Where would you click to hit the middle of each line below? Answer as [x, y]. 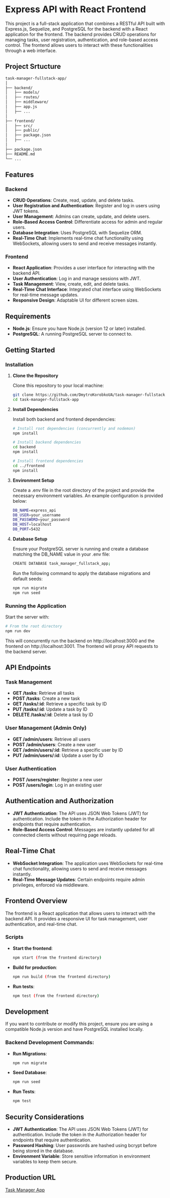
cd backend [24, 447]
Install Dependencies [35, 409]
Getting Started [30, 350]
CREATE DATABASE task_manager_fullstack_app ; [61, 564]
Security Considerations [45, 1117]
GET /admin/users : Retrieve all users [51, 739]
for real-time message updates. [45, 295]
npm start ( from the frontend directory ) [57, 958]
